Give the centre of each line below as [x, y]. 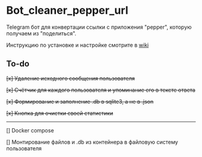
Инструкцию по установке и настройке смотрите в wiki [78, 45]
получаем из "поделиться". [41, 33]
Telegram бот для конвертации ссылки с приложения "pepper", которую [99, 27]
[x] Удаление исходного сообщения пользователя [71, 78]
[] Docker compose [30, 130]
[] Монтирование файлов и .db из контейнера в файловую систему [92, 142]
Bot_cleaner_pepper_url [67, 10]
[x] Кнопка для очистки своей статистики [60, 113]
